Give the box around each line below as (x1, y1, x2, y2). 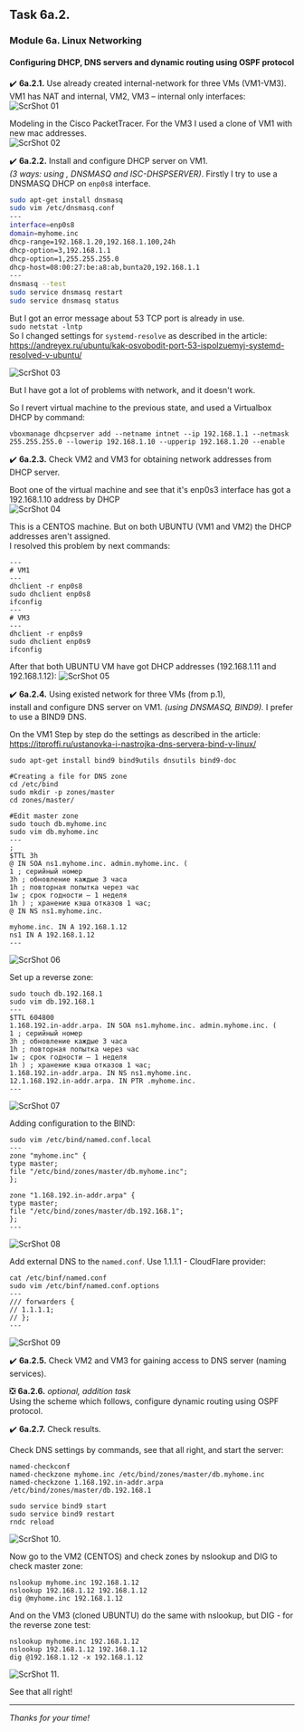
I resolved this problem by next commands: (9, 540, 171, 551)
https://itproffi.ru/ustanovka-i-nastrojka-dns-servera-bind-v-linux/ (9, 738, 257, 749)
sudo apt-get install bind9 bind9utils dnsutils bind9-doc (9, 755, 237, 765)
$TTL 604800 (9, 1013, 54, 1022)
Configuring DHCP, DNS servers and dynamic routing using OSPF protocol (9, 56, 295, 67)
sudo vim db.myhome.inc (9, 827, 100, 836)
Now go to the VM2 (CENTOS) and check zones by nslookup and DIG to (9, 1551, 278, 1562)
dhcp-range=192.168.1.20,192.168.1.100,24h (9, 237, 176, 246)
